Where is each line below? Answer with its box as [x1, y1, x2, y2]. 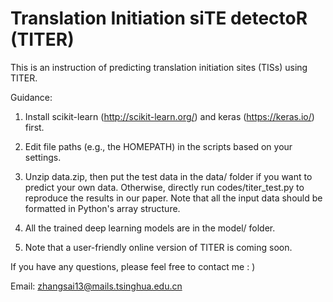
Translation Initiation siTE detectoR [10, 7, 308, 30]
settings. [24, 151, 62, 163]
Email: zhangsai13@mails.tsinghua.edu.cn [10, 280, 183, 292]
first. [24, 121, 45, 133]
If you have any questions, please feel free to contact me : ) [10, 260, 256, 272]
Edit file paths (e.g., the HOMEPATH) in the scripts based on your [24, 140, 293, 152]
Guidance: [10, 91, 53, 103]
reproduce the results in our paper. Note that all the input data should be [24, 192, 323, 204]
